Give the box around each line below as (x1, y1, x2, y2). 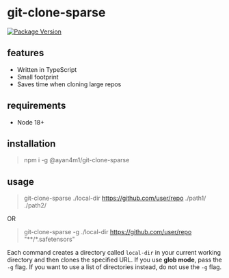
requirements (7, 100, 66, 112)
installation (7, 138, 56, 149)
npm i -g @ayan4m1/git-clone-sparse (23, 156, 130, 164)
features (7, 47, 44, 59)
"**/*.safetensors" (23, 235, 75, 244)
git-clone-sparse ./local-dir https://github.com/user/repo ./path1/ (23, 194, 206, 203)
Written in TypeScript (16, 65, 77, 73)
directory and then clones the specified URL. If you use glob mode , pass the (7, 255, 222, 264)
